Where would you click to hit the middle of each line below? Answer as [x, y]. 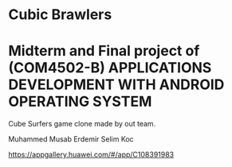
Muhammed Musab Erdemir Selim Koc [71, 139]
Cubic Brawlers [60, 15]
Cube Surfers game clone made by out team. [82, 124]
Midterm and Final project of [104, 51]
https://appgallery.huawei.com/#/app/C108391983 [91, 155]
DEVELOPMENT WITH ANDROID [116, 85]
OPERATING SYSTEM [80, 102]
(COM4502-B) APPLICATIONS [110, 68]
